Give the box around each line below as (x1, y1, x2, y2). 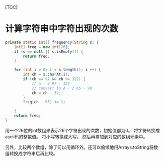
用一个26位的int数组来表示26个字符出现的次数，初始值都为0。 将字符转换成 (5, 127, 160, 133)
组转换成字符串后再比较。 (5, 150, 58, 156)
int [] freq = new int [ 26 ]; (14, 44, 70, 49)
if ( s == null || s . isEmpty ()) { (14, 49, 83, 54)
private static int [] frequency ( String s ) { (5, 40, 99, 45)
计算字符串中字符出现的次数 (5, 23, 119, 34)
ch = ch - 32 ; (31, 90, 61, 95)
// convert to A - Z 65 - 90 (31, 85, 92, 91)
